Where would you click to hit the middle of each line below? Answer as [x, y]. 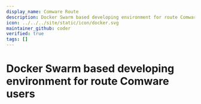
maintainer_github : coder [38, 28]
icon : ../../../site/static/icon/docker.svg [63, 23]
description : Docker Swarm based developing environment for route [92, 17]
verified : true [25, 34]
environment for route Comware [88, 81]
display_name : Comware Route [42, 12]
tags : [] [17, 39]
